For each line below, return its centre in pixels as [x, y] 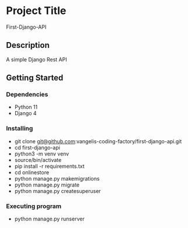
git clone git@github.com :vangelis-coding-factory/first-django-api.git [98, 141]
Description [28, 45]
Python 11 [26, 107]
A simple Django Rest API [36, 59]
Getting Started [35, 78]
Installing [20, 129]
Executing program [34, 206]
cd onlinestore [32, 172]
